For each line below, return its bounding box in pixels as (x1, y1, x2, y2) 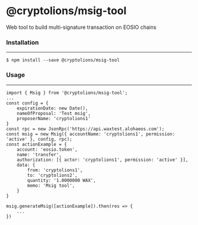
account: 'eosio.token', (16, 146, 78, 153)
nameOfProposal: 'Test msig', (16, 110, 91, 116)
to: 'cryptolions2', (27, 172, 78, 178)
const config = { (6, 100, 49, 106)
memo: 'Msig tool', (27, 183, 75, 188)
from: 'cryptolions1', (27, 167, 83, 173)
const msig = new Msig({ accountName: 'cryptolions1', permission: (6, 131, 176, 137)
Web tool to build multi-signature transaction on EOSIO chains (6, 24, 157, 31)
